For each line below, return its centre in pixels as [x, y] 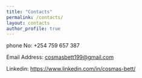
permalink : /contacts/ [35, 17]
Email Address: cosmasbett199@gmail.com [60, 57]
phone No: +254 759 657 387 [43, 46]
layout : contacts [28, 23]
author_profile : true [34, 28]
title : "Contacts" [29, 12]
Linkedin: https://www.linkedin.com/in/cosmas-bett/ [71, 69]
